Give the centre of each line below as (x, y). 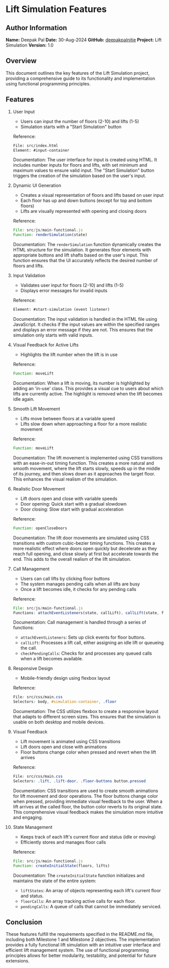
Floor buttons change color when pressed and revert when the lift (88, 752)
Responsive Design (33, 668)
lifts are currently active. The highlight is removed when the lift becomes (88, 394)
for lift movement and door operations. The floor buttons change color (86, 796)
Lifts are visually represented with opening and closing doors (83, 211)
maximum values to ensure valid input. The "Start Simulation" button (83, 170)
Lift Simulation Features (56, 9)
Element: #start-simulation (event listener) (61, 310)
